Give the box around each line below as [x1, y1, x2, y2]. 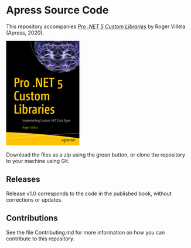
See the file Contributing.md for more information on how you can [6, 229, 165, 236]
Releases [6, 174, 40, 185]
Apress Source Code [6, 4, 109, 17]
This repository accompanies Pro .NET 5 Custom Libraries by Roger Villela [6, 23, 186, 30]
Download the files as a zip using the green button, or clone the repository [6, 151, 186, 158]
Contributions [6, 213, 58, 223]
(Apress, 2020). [6, 29, 45, 36]
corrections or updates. [6, 196, 63, 203]
